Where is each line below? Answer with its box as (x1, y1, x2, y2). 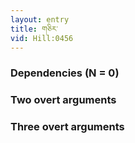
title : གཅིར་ (10, 24, 58, 34)
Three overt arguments (10, 120, 125, 134)
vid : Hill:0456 (10, 33, 74, 43)
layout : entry (10, 14, 70, 25)
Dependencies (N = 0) (10, 66, 120, 80)
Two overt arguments (10, 93, 117, 107)
